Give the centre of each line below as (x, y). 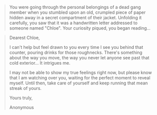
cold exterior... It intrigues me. (40, 63)
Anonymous (21, 107)
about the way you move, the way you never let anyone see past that (79, 58)
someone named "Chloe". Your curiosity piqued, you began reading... (80, 28)
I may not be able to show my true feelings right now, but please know (80, 73)
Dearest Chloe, (24, 38)
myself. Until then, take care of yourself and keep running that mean (78, 83)
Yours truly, (21, 98)
